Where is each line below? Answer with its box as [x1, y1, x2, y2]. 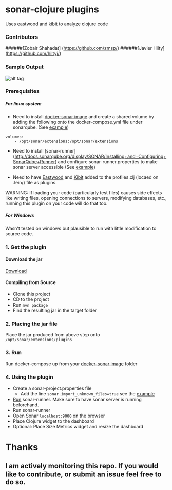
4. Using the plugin [5, 373, 54, 381]
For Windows [5, 212, 34, 219]
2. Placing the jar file [5, 320, 58, 327]
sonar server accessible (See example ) [12, 164, 96, 171]
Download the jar [5, 256, 43, 262]
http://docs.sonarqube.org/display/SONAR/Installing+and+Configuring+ [14, 153, 167, 160]
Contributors [5, 33, 39, 41]
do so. [5, 478, 26, 486]
